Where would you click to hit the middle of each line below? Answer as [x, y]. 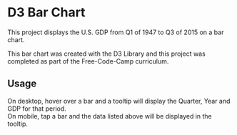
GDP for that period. [37, 109]
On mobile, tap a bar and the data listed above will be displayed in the [110, 116]
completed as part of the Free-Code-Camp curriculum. [88, 61]
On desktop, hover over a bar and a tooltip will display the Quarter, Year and [119, 101]
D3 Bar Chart [46, 12]
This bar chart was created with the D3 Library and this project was [106, 54]
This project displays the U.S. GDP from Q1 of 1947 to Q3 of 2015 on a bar [116, 32]
